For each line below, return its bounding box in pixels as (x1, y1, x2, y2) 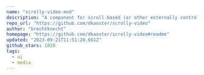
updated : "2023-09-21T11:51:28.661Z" (6, 37, 102, 43)
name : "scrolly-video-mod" (6, 8, 75, 15)
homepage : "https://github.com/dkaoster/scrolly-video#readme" (6, 31, 170, 37)
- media (12, 59, 32, 65)
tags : (6, 48, 20, 54)
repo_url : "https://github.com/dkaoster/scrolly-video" (6, 20, 151, 26)
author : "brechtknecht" (6, 25, 67, 32)
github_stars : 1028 (6, 43, 56, 49)
